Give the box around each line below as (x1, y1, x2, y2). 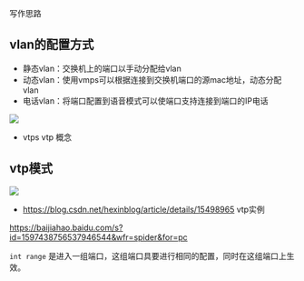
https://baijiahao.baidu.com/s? (9, 222, 123, 233)
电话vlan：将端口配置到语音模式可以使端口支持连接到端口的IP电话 (22, 95, 269, 106)
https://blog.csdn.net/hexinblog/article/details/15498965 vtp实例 (22, 204, 265, 215)
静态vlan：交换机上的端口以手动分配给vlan (22, 63, 181, 74)
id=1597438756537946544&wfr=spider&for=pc (9, 231, 188, 243)
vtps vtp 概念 (22, 131, 73, 143)
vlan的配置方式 (9, 37, 94, 53)
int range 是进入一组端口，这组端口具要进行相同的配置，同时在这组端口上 (9, 250, 288, 261)
